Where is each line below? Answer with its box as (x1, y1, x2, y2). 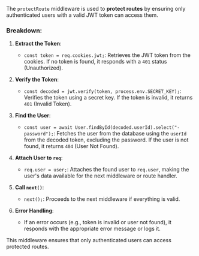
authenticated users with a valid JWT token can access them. (6, 11, 158, 19)
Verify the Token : (14, 76, 59, 83)
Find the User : (14, 112, 51, 119)
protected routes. (6, 243, 49, 251)
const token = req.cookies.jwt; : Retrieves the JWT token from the (23, 52, 191, 59)
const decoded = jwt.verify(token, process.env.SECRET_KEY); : (23, 88, 182, 95)
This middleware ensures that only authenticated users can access (6, 237, 172, 244)
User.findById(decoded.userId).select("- (74, 125, 180, 131)
